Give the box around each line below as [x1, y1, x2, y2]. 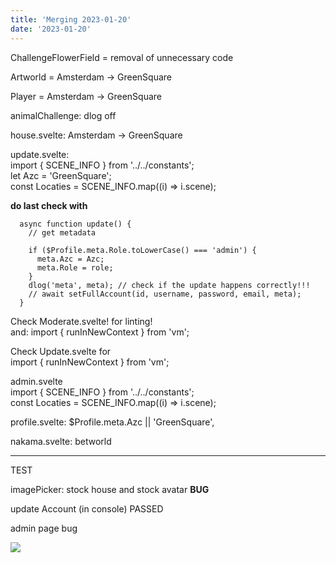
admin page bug [10, 522, 78, 534]
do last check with [10, 199, 88, 211]
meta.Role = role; [36, 262, 114, 273]
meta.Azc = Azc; [36, 254, 105, 264]
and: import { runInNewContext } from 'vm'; [10, 326, 190, 338]
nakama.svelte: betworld [10, 435, 112, 447]
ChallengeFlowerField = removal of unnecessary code [10, 51, 234, 63]
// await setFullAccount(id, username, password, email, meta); [28, 289, 302, 299]
